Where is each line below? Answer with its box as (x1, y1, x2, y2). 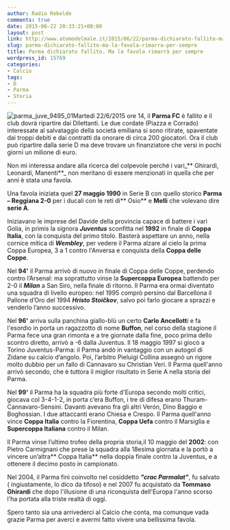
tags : (7, 73, 23, 81)
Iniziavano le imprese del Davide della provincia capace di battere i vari (7, 217, 207, 225)
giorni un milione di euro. (7, 148, 77, 156)
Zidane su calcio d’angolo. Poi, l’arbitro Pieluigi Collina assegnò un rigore (7, 353, 212, 361)
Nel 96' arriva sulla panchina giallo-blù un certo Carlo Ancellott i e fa (7, 317, 201, 324)
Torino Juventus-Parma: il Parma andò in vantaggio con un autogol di (7, 346, 203, 354)
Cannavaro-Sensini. (7, 402, 63, 411)
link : (7, 36, 23, 43)
